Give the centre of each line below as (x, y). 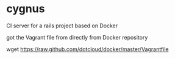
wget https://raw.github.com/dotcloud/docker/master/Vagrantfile (87, 49)
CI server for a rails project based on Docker (62, 26)
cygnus (26, 9)
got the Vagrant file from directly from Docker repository (77, 37)
